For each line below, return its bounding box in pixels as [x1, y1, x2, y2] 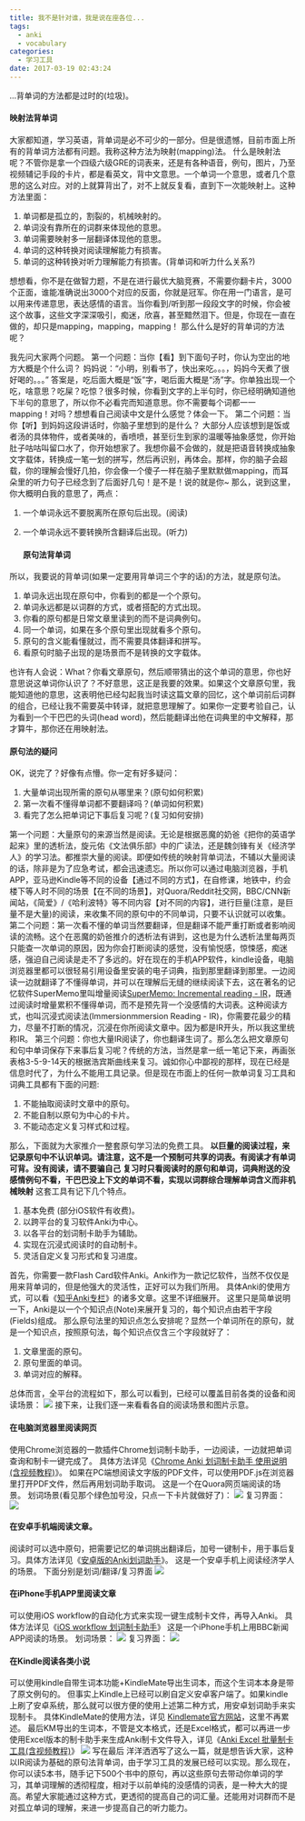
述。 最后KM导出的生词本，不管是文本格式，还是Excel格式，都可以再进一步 [9, 1723, 291, 1734]
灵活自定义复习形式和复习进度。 [22, 1251, 143, 1262]
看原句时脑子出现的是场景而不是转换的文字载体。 [22, 647, 206, 658]
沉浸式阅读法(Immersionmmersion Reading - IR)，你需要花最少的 [40, 1011, 283, 1022]
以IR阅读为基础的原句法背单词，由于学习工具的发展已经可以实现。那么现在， [9, 1756, 295, 1768]
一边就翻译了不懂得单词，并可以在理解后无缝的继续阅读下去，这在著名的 [16, 976, 288, 987]
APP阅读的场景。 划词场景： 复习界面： [9, 1633, 169, 1644]
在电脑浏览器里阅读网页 [9, 1422, 97, 1433]
